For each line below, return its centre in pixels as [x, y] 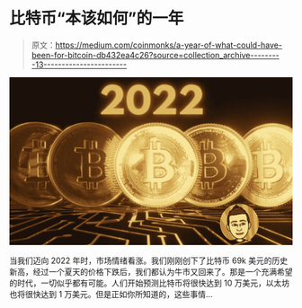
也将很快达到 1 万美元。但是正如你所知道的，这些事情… [111, 294]
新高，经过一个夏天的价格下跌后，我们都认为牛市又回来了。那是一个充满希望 [151, 271]
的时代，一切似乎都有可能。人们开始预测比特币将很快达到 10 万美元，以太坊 [150, 283]
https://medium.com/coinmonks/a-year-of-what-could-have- [169, 45]
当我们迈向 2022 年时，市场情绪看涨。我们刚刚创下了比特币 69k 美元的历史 [149, 260]
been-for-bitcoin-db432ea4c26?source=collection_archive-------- [155, 55]
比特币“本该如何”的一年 [97, 18]
